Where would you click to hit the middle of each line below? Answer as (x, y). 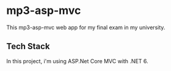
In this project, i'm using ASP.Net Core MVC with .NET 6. (77, 61)
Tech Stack (28, 46)
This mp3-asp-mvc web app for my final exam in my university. (86, 27)
